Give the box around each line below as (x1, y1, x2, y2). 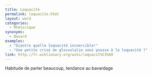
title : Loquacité (5, 7, 40, 12)
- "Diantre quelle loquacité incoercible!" (9, 43, 98, 48)
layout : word (5, 16, 31, 21)
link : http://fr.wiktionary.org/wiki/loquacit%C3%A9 (5, 52, 113, 57)
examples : (5, 39, 25, 44)
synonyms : (5, 30, 25, 34)
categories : (5, 20, 29, 26)
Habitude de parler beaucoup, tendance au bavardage (5, 65, 113, 71)
